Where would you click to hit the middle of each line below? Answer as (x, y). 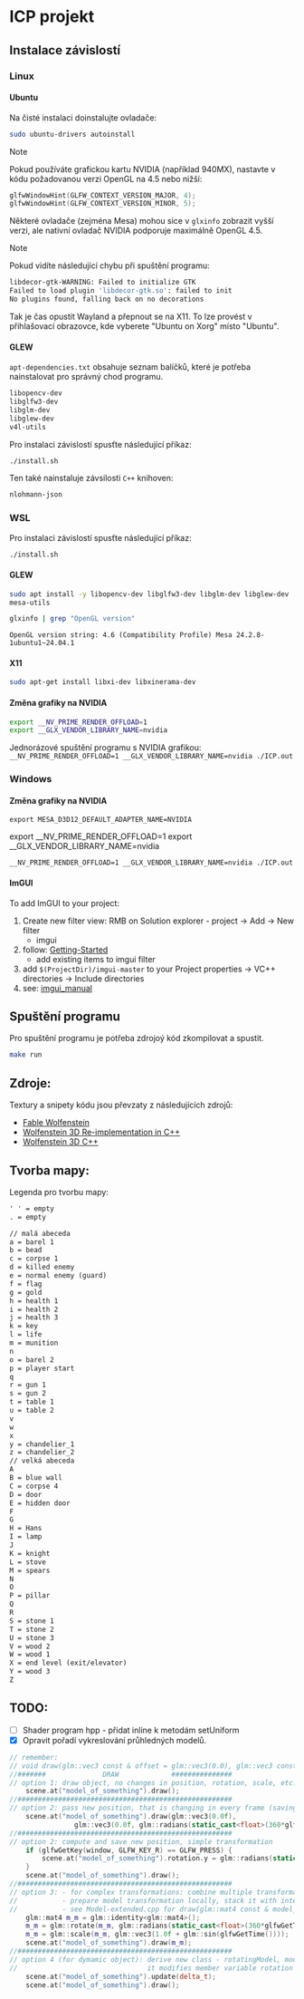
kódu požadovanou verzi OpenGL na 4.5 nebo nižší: (106, 179)
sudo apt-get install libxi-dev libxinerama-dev (103, 682)
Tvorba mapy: (50, 1170)
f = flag (26, 1284)
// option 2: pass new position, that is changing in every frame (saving (153, 1808)
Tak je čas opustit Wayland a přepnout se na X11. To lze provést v (131, 316)
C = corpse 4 (34, 1486)
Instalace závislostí (65, 50)
